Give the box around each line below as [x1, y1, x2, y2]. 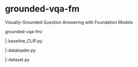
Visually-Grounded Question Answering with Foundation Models [5, 19, 133, 25]
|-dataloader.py [5, 47, 36, 53]
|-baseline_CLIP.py [5, 38, 43, 44]
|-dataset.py [5, 56, 30, 62]
